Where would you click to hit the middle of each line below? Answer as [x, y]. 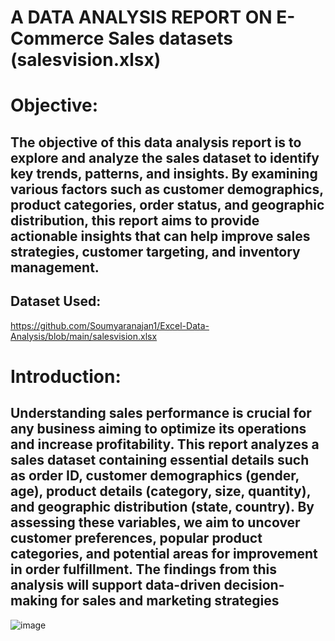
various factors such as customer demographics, [167, 189]
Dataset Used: [56, 301]
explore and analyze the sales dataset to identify [165, 157]
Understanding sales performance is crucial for [161, 413]
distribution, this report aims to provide [135, 220]
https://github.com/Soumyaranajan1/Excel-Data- [110, 325]
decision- [254, 585]
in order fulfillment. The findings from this [143, 569]
